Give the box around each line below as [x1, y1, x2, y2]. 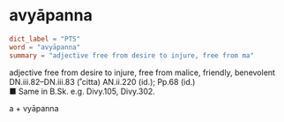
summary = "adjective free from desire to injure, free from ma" [9, 50, 254, 60]
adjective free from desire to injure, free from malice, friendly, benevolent [9, 67, 276, 78]
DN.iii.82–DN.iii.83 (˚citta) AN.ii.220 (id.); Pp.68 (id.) [9, 76, 196, 87]
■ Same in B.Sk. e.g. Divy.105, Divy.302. [9, 86, 156, 96]
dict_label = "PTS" [9, 34, 81, 43]
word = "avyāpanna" [9, 42, 81, 51]
